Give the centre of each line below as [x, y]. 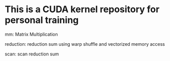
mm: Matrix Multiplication [31, 34]
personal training [42, 20]
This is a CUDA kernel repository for [82, 9]
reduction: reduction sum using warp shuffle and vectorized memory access [85, 44]
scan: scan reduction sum [32, 54]
